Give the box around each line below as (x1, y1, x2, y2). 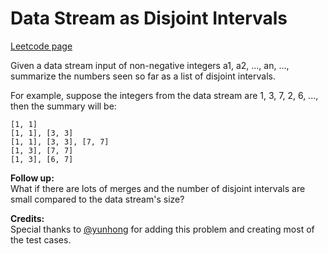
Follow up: (10, 172, 55, 184)
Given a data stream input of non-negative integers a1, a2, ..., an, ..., (10, 59, 290, 71)
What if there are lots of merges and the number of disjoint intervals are (10, 182, 306, 194)
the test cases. (10, 233, 72, 246)
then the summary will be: (10, 100, 117, 112)
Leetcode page (10, 40, 73, 52)
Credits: (10, 212, 45, 224)
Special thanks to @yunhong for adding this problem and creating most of (10, 223, 315, 235)
